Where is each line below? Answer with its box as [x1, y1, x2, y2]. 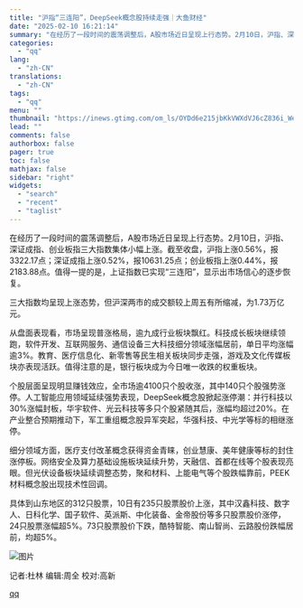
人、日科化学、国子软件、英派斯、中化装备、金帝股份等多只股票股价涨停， [9, 509, 286, 519]
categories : [9, 38, 54, 48]
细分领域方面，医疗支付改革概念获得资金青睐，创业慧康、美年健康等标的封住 [9, 444, 294, 455]
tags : [9, 89, 30, 98]
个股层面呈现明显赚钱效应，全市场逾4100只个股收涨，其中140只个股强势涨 [9, 380, 286, 391]
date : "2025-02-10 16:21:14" [9, 22, 119, 31]
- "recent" [17, 198, 59, 208]
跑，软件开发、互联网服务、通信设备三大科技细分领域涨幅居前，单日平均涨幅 [9, 338, 294, 349]
